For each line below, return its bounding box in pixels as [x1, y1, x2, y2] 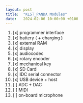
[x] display [12, 45, 34, 51]
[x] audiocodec [12, 51, 44, 56]
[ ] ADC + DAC [12, 82, 42, 88]
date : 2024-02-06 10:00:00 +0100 [5, 16, 79, 21]
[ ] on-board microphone [12, 92, 63, 98]
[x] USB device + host [12, 77, 57, 82]
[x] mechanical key [12, 61, 52, 67]
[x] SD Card [12, 66, 37, 72]
